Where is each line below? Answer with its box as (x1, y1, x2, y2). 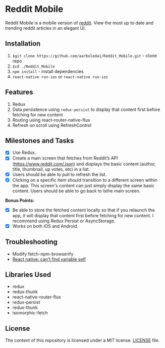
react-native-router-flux (12, 294, 61, 300)
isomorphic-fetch (12, 310, 48, 316)
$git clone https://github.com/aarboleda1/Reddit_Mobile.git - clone (12, 52, 157, 58)
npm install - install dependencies (12, 68, 84, 74)
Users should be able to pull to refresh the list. (12, 171, 107, 177)
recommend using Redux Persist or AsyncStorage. (12, 218, 115, 224)
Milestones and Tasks (5, 136, 74, 145)
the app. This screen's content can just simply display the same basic (12, 182, 155, 189)
